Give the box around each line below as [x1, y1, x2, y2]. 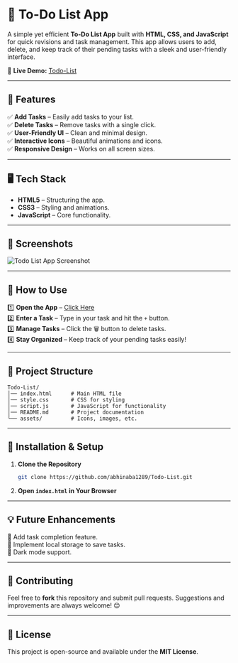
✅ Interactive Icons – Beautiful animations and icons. [7, 136, 163, 145]
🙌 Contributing [7, 575, 74, 587]
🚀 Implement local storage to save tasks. [7, 540, 126, 549]
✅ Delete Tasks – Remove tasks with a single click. [7, 120, 157, 129]
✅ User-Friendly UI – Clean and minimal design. [7, 128, 147, 137]
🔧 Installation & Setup [7, 441, 104, 453]
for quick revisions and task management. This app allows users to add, [7, 37, 217, 45]
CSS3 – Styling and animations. [17, 203, 110, 212]
